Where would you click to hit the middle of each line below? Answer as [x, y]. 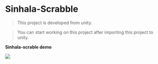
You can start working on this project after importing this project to [85, 32]
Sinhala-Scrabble [42, 9]
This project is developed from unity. [55, 23]
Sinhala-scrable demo [28, 47]
